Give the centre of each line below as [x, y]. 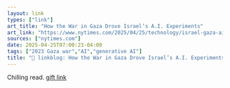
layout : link [26, 13]
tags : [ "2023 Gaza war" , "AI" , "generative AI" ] [75, 52]
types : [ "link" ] [30, 20]
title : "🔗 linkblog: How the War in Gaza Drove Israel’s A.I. [98, 58]
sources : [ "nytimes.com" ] [44, 39]
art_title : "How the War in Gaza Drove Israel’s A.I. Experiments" [105, 26]
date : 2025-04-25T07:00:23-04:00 [55, 45]
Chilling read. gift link [37, 77]
